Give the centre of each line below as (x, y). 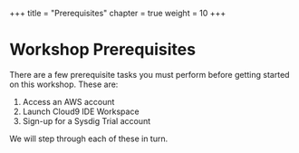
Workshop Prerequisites (103, 50)
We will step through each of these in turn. (89, 139)
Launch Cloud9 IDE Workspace (81, 111)
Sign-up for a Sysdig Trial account (87, 120)
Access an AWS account (68, 101)
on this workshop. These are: (64, 84)
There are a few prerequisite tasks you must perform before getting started (149, 74)
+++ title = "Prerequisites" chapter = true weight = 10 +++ (118, 13)
